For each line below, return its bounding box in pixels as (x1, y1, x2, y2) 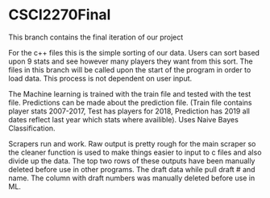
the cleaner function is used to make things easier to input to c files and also (8, 147, 262, 157)
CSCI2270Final (8, 6, 111, 24)
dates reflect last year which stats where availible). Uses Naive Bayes (8, 114, 239, 124)
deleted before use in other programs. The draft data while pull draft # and (8, 164, 255, 174)
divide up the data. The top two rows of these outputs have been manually (8, 155, 255, 166)
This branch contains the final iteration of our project (8, 32, 184, 42)
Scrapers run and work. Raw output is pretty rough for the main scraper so (8, 138, 256, 148)
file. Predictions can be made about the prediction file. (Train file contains (8, 97, 252, 107)
